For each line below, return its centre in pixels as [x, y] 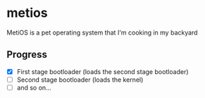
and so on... [34, 87]
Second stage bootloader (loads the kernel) [80, 80]
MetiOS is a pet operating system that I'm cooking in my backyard [102, 32]
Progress [27, 55]
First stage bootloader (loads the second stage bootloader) [103, 71]
